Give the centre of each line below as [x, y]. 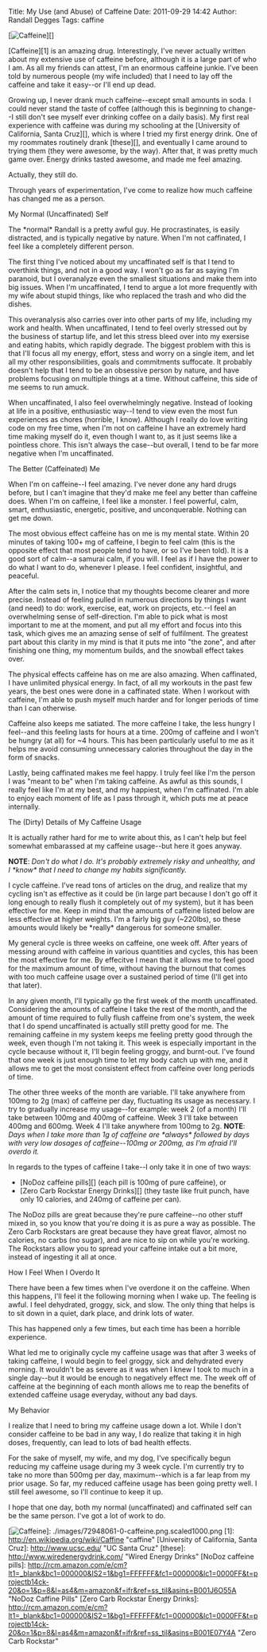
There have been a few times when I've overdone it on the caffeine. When [129, 1288]
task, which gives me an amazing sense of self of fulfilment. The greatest [128, 633]
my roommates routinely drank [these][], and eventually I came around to [128, 142]
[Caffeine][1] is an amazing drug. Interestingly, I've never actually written [127, 51]
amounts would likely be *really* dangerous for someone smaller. [115, 928]
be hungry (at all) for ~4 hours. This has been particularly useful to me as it [131, 740]
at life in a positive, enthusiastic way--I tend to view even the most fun [123, 411]
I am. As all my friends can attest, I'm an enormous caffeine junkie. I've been [133, 68]
